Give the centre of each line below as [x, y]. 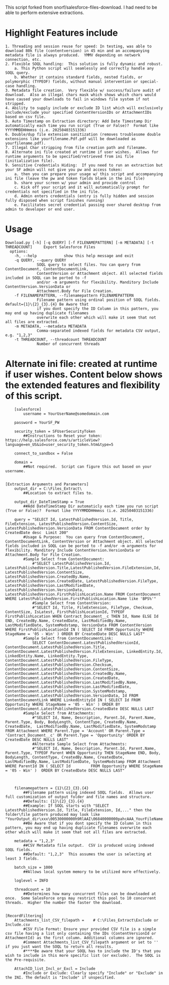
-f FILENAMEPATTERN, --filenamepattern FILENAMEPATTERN [74, 295]
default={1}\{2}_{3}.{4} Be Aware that [47, 304]
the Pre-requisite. [26, 960]
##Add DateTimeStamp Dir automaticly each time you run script [91, 506]
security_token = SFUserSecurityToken [55, 431]
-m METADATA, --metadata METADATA [50, 326]
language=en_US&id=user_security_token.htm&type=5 [59, 444]
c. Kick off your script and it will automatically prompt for [82, 187]
